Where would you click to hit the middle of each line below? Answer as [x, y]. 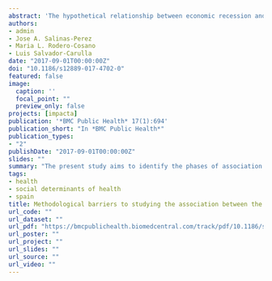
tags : [17, 174]
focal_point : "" [43, 99]
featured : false [36, 76]
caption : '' [36, 91]
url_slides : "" [34, 249]
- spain [21, 196]
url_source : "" [34, 257]
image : [19, 83]
